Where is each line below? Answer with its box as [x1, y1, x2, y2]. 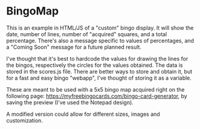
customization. [6, 116, 44, 124]
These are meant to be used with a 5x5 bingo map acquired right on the [6, 86, 185, 93]
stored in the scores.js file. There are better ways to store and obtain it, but [6, 68, 192, 75]
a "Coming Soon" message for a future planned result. [6, 43, 142, 51]
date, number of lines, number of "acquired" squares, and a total [6, 30, 167, 37]
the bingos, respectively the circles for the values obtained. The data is [6, 61, 183, 69]
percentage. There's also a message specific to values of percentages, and [6, 37, 195, 44]
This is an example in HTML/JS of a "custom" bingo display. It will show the [6, 24, 194, 31]
